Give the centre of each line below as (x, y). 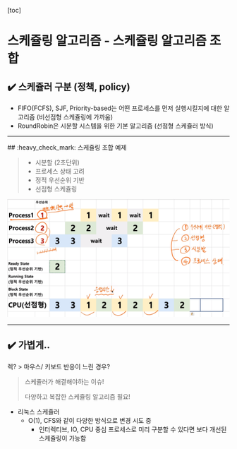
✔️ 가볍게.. (29, 345)
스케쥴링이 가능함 (62, 438)
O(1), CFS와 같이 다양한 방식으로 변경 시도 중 (90, 420)
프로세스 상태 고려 (60, 171)
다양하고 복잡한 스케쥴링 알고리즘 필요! (77, 396)
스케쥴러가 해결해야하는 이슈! (64, 381)
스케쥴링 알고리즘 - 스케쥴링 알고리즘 (107, 41)
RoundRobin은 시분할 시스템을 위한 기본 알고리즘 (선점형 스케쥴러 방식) (115, 126)
